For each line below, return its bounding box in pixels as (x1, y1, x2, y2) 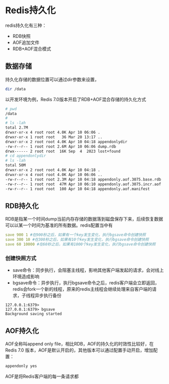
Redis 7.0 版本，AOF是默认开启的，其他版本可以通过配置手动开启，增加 (5, 347, 154, 353)
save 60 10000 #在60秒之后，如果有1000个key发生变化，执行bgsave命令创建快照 (5, 241, 156, 247)
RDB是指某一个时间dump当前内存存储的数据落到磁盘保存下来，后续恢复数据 (5, 216, 163, 222)
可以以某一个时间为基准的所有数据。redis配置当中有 (5, 222, 113, 228)
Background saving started (5, 312, 62, 317)
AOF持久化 (5, 326, 39, 335)
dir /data (5, 87, 26, 92)
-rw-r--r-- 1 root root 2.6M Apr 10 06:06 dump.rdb (5, 144, 116, 149)
